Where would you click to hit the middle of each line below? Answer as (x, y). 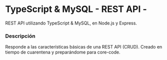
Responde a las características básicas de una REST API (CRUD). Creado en (84, 47)
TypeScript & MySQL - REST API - (76, 9)
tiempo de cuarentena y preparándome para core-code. (63, 52)
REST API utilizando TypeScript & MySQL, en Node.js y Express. (71, 23)
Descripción (20, 36)
